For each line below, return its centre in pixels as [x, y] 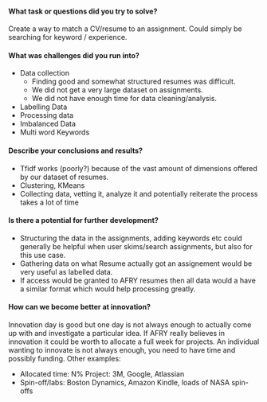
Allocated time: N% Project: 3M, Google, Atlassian [102, 374]
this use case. [43, 255]
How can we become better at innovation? [80, 307]
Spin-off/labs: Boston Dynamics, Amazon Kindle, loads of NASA [124, 383]
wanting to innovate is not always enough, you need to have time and [122, 350]
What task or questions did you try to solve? [83, 11]
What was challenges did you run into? [74, 55]
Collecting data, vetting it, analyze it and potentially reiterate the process [139, 193]
